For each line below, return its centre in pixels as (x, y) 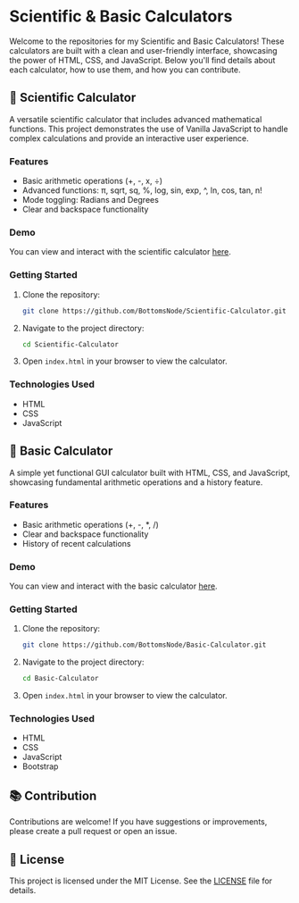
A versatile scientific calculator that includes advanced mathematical (136, 119)
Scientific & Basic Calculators (121, 17)
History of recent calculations (76, 543)
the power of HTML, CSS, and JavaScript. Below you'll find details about (142, 60)
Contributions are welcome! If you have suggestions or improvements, (138, 822)
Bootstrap (40, 766)
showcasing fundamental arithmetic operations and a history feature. (136, 482)
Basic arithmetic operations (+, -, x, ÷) (92, 181)
